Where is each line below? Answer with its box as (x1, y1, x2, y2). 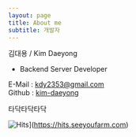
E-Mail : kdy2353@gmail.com (8, 80, 104, 89)
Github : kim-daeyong (8, 88, 79, 98)
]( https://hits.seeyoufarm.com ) (28, 120, 129, 130)
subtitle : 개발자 (8, 26, 61, 34)
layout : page (8, 11, 51, 20)
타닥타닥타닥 (8, 104, 47, 114)
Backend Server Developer (19, 65, 108, 74)
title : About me (8, 19, 62, 27)
